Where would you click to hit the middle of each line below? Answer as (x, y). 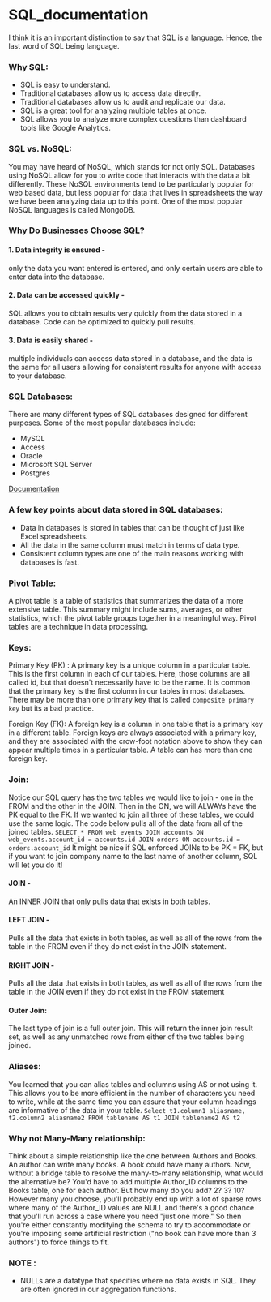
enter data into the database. (57, 277)
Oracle (31, 456)
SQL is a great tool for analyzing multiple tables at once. (113, 110)
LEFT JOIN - (29, 920)
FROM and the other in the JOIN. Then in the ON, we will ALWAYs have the (133, 806)
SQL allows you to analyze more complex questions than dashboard (133, 119)
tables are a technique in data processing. (78, 626)
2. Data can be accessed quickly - (67, 295)
